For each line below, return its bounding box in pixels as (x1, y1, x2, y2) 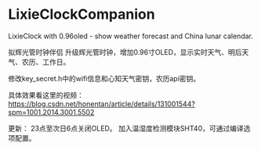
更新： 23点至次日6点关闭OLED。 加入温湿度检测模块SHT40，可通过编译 (8, 123, 245, 133)
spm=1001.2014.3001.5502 (8, 107, 95, 116)
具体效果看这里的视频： (8, 90, 84, 99)
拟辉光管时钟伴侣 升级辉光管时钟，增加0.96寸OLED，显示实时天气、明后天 (8, 47, 249, 56)
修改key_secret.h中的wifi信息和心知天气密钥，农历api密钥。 (8, 73, 201, 83)
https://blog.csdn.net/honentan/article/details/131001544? (8, 99, 196, 109)
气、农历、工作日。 (8, 57, 71, 66)
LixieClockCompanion (8, 5, 155, 23)
